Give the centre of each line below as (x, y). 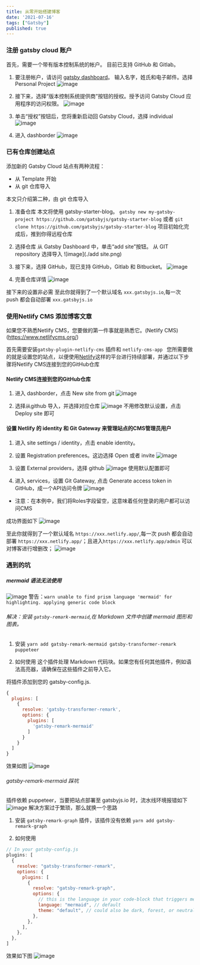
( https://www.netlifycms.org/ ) (43, 337)
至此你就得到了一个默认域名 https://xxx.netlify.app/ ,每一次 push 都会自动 (99, 533)
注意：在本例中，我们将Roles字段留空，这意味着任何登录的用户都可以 (100, 500)
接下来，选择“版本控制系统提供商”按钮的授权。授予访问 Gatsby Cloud (100, 96)
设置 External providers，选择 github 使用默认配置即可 (92, 468)
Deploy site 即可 (35, 413)
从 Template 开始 (35, 179)
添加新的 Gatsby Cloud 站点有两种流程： (56, 166)
